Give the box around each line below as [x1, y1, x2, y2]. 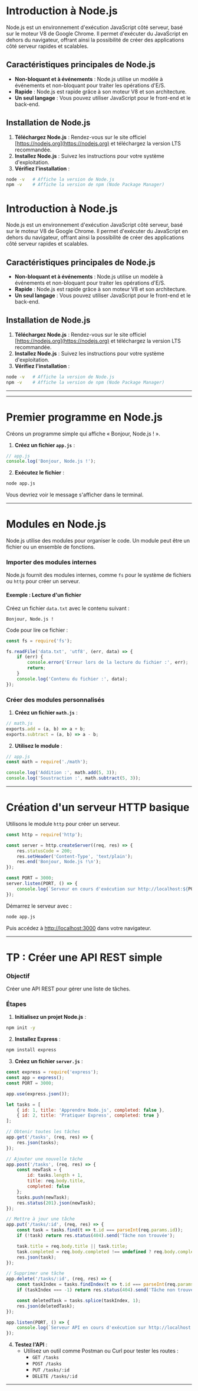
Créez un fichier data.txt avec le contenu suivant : [6, 605, 130, 612]
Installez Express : [14, 1035, 61, 1043]
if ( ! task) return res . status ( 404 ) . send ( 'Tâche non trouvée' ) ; [16, 1232, 176, 1239]
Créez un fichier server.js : [14, 1058, 83, 1065]
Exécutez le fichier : [14, 469, 65, 476]
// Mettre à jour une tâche [6, 1216, 75, 1222]
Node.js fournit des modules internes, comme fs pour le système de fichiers [6, 572, 192, 579]
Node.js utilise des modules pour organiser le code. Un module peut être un [6, 537, 190, 544]
